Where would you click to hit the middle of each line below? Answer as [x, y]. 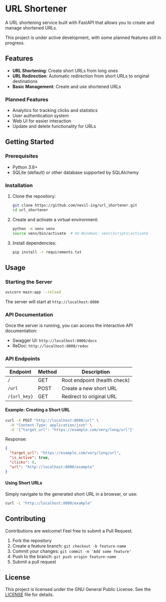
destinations [25, 81]
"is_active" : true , [30, 458]
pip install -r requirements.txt [47, 252]
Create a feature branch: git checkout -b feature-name [69, 546]
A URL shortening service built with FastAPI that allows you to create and [80, 22]
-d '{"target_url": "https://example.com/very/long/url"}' [72, 430]
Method [47, 372]
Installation [19, 185]
